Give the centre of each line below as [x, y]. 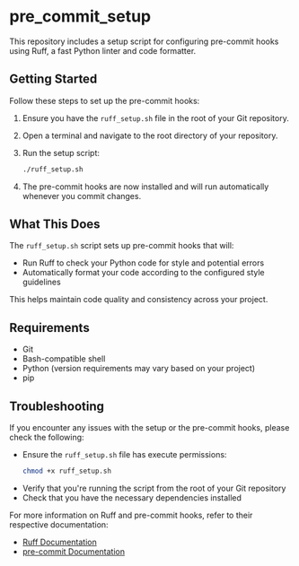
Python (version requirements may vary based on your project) [139, 369]
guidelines [41, 282]
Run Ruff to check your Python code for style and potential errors [143, 263]
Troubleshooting [57, 406]
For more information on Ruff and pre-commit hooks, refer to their [131, 515]
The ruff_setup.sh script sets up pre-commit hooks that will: [122, 246]
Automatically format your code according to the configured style [143, 273]
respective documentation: [59, 524]
